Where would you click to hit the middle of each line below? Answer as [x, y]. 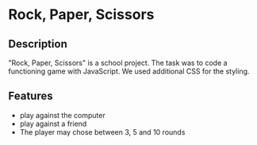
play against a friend [53, 124]
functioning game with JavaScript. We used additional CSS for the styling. [129, 71]
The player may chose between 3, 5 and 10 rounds [102, 132]
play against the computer [62, 115]
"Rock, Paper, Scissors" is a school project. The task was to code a [118, 63]
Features [31, 96]
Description [38, 44]
